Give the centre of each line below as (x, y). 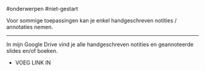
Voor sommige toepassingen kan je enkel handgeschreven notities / (92, 20)
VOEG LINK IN (33, 63)
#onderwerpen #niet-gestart (42, 9)
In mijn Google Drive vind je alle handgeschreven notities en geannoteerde (100, 44)
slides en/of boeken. (32, 51)
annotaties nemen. (30, 27)
